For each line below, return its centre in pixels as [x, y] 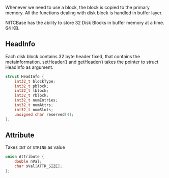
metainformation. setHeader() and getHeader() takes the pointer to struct [82, 62]
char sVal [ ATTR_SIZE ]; [38, 166]
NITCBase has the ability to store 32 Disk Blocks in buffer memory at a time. [85, 23]
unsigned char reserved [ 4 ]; [44, 114]
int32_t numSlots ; [34, 110]
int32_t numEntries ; [36, 100]
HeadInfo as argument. [29, 67]
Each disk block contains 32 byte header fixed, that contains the [73, 56]
